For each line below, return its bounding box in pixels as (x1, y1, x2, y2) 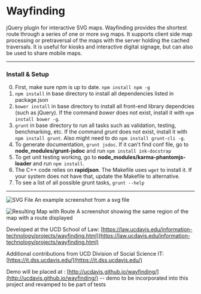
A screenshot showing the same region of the (76, 208, 189, 215)
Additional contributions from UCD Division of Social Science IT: (6, 250, 165, 257)
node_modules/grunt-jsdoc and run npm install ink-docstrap (14, 147, 172, 154)
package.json (14, 96, 49, 104)
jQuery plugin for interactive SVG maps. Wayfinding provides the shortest (6, 24, 187, 31)
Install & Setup (6, 70, 50, 78)
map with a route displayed (6, 214, 73, 222)
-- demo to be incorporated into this (99, 274, 188, 282)
